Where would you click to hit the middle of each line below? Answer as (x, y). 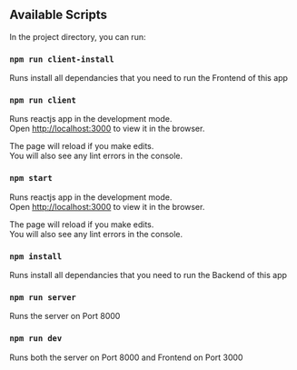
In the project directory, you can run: (78, 36)
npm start (31, 178)
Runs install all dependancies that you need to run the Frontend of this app (149, 78)
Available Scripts (58, 15)
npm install (36, 256)
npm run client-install (62, 59)
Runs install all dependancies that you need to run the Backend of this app (148, 275)
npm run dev (36, 339)
